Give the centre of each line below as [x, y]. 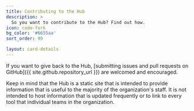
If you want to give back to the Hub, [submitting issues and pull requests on [97, 65]
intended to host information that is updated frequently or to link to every [94, 96]
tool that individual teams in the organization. [60, 102]
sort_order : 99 [25, 39]
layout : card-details [33, 49]
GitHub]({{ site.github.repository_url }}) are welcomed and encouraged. [92, 72]
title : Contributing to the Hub [45, 11]
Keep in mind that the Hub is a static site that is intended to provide [87, 83]
